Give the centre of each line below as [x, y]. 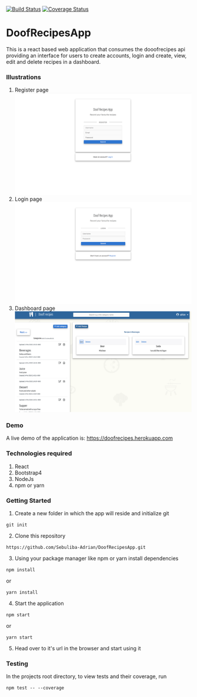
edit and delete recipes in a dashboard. [54, 61]
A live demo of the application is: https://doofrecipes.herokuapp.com [90, 438]
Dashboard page [35, 308]
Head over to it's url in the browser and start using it [78, 648]
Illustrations [24, 77]
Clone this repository [40, 536]
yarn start [19, 637]
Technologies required [39, 453]
